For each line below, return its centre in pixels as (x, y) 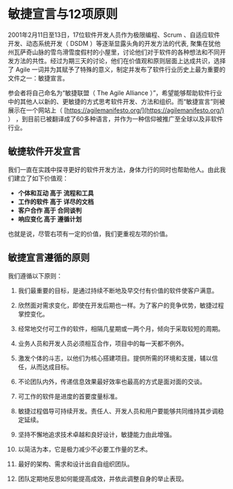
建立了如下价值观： (41, 178)
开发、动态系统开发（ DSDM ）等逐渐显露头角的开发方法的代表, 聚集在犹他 (114, 43)
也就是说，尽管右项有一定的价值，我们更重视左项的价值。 (90, 234)
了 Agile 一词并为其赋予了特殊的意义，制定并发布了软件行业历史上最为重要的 (117, 69)
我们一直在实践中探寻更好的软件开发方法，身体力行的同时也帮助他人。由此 (114, 169)
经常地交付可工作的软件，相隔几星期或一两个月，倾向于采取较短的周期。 (121, 328)
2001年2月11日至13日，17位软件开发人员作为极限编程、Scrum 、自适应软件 (114, 35)
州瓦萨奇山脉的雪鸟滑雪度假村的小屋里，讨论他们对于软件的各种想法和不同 (114, 52)
